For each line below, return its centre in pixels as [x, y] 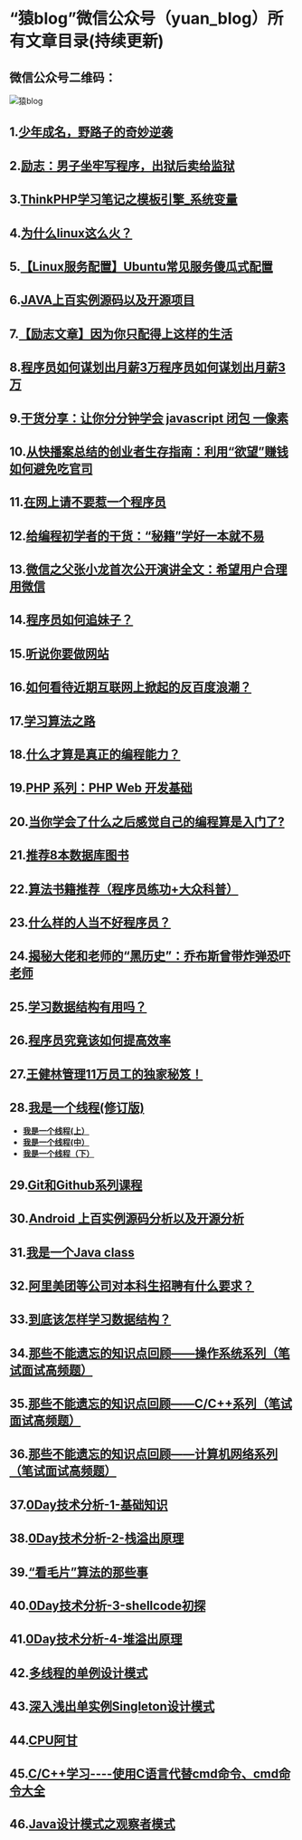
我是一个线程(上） [56, 1131]
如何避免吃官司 [51, 469]
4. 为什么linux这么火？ [71, 233]
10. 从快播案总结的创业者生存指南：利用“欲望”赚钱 [149, 451]
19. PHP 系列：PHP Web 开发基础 [101, 788]
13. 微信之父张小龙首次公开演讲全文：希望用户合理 [148, 570]
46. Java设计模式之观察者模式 [92, 1824]
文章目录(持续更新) [95, 41]
